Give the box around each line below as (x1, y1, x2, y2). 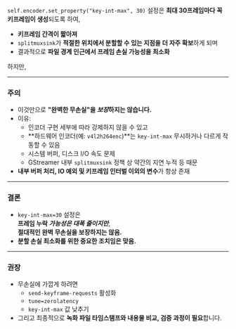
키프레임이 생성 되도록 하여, (7, 15, 81, 23)
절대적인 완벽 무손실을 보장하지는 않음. (17, 228, 122, 236)
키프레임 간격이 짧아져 (17, 30, 78, 38)
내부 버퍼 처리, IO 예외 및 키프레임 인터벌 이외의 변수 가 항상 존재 (17, 167, 190, 176)
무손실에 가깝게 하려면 (17, 280, 79, 288)
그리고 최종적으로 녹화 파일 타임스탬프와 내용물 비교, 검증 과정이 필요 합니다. (17, 314, 223, 322)
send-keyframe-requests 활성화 (27, 288, 117, 297)
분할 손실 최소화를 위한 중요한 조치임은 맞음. (17, 236, 137, 245)
